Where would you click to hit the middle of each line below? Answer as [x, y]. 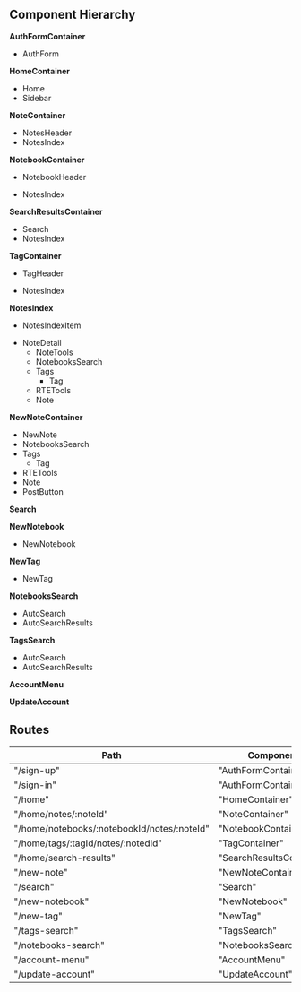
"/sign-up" [37, 770]
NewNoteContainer [46, 417]
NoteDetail [42, 342]
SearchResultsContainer [56, 211]
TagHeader [43, 273]
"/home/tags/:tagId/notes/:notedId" [88, 843]
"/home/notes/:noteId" [61, 814]
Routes [30, 730]
